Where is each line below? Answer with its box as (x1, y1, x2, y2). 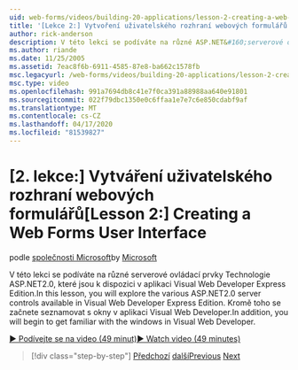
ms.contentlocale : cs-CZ (9, 112, 101, 120)
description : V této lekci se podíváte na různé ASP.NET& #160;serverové (9, 37, 284, 47)
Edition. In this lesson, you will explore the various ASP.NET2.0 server (9, 288, 262, 298)
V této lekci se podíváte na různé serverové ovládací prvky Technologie (9, 269, 271, 280)
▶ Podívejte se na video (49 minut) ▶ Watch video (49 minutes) (9, 333, 241, 343)
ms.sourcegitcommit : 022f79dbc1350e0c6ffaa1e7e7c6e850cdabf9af (9, 95, 248, 104)
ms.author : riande (9, 46, 77, 55)
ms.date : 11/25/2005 (9, 54, 86, 63)
